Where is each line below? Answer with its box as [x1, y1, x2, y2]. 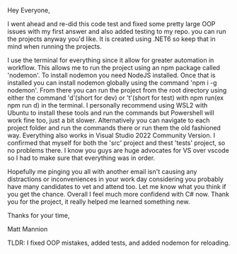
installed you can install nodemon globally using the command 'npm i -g [7, 79, 217, 87]
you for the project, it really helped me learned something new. [7, 197, 190, 206]
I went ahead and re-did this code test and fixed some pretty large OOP [7, 20, 216, 28]
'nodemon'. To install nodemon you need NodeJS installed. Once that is [7, 71, 216, 79]
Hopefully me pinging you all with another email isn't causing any [7, 168, 197, 175]
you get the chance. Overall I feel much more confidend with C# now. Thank [7, 190, 230, 198]
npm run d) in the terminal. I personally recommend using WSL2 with [7, 101, 208, 109]
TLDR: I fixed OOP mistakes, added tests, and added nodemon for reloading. [7, 238, 231, 247]
